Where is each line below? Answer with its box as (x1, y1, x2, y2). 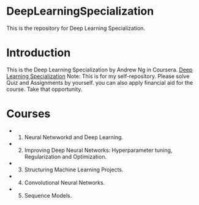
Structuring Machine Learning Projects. (24, 166, 124, 173)
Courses (6, 107, 51, 121)
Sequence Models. (24, 192, 72, 199)
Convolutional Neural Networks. (24, 179, 105, 186)
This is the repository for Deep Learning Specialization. (6, 24, 146, 32)
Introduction (6, 46, 71, 60)
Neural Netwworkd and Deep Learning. (24, 133, 124, 141)
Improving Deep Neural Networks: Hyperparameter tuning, (24, 146, 173, 154)
